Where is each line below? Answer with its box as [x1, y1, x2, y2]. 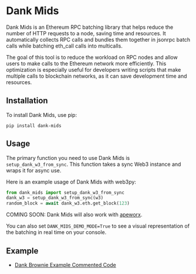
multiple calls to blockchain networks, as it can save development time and [6, 72, 187, 79]
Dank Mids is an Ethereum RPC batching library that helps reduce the [6, 24, 174, 31]
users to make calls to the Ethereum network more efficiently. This [6, 60, 167, 67]
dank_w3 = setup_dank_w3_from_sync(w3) [6, 195, 104, 201]
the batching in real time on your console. [6, 229, 107, 236]
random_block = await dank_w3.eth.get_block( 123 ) [6, 201, 130, 206]
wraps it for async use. [6, 166, 62, 174]
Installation [6, 96, 48, 106]
